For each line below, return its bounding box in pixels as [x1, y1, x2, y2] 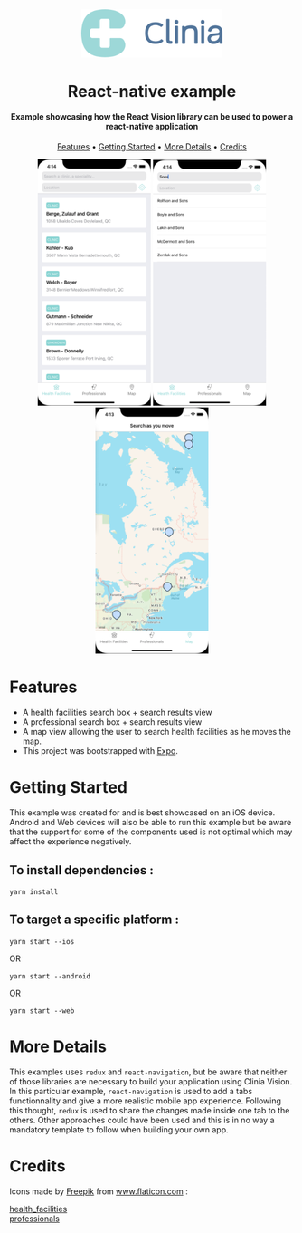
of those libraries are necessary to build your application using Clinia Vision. [9, 1075, 293, 1086]
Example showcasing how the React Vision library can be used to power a [10, 111, 294, 122]
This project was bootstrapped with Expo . [22, 746, 178, 756]
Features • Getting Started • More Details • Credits [57, 140, 247, 152]
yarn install [9, 887, 59, 896]
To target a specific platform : [9, 912, 179, 928]
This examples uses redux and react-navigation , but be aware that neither [9, 1066, 288, 1077]
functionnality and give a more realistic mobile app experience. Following [9, 1095, 282, 1106]
